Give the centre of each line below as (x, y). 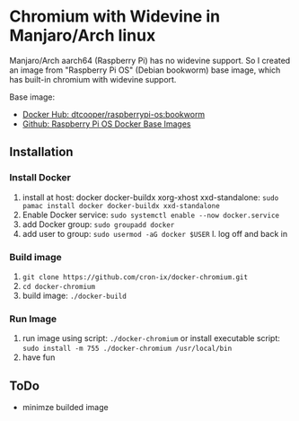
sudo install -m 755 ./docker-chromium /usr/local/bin (127, 349)
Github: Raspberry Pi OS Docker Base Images (106, 124)
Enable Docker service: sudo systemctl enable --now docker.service (151, 215)
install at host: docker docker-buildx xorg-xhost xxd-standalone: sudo (150, 197)
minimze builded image (66, 408)
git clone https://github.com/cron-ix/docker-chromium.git (135, 277)
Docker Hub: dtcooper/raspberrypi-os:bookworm (114, 114)
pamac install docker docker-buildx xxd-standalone (121, 206)
